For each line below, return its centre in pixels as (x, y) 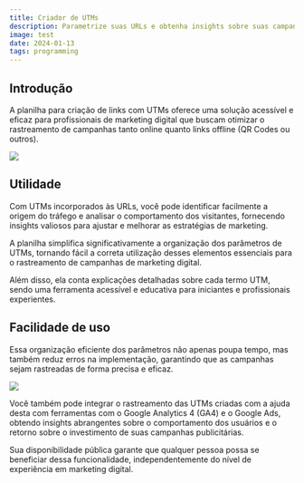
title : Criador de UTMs (54, 18)
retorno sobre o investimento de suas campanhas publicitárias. (127, 432)
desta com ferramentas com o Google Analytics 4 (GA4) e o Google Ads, (145, 412)
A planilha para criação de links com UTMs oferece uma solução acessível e (152, 110)
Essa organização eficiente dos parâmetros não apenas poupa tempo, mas (149, 349)
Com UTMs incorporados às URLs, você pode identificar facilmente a (139, 206)
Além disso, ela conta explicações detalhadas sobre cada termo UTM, (140, 280)
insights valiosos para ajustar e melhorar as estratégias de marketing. (139, 225)
